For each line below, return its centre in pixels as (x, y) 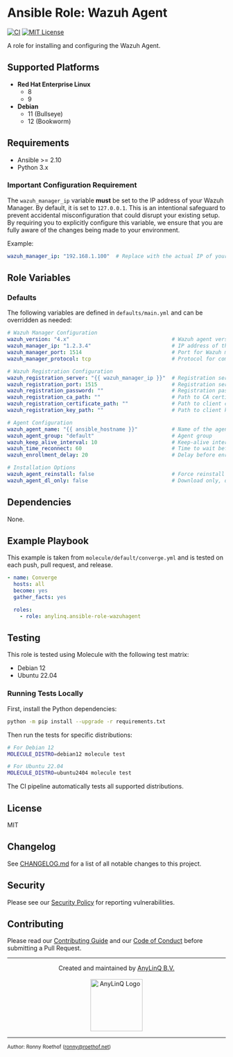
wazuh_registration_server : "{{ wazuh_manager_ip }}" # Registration (111, 378)
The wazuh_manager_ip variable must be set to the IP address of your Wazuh (115, 200)
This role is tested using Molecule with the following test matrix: (98, 655)
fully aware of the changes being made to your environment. (94, 230)
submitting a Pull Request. (44, 948)
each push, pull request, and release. (60, 565)
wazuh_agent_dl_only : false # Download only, (114, 480)
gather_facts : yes (40, 597)
